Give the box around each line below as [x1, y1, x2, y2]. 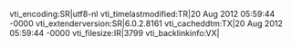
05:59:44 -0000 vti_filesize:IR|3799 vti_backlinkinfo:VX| [9, 28, 220, 38]
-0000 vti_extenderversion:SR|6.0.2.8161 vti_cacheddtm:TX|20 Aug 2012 [9, 18, 283, 29]
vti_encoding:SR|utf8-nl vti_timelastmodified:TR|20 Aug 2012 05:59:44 [9, 9, 276, 19]
